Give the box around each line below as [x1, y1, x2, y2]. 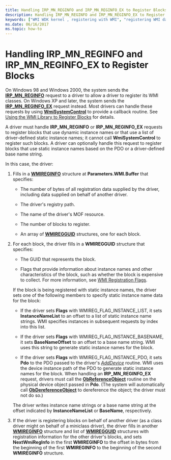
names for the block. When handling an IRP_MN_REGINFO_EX [20, 371, 151, 377]
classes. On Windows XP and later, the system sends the [5, 98, 125, 104]
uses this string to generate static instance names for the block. [20, 345, 154, 351]
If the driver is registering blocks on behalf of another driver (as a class [12, 418, 162, 424]
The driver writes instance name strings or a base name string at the [12, 402, 157, 408]
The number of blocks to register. [20, 221, 91, 227]
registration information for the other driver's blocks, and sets [12, 434, 142, 440]
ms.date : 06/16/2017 [5, 21, 49, 27]
